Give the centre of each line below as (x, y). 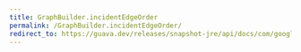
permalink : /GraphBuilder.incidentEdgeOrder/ (95, 26)
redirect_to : (34, 33)
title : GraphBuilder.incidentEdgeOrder (84, 17)
